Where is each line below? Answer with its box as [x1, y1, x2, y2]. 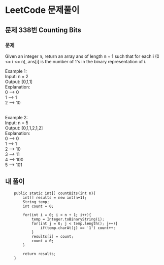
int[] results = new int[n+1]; [23, 195, 87, 200]
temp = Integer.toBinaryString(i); [31, 217, 105, 221]
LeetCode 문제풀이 [5, 4, 80, 16]
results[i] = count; [31, 234, 74, 239]
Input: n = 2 [5, 73, 29, 79]
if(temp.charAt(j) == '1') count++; [40, 225, 116, 230]
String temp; [23, 199, 50, 204]
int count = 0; [23, 204, 54, 209]
